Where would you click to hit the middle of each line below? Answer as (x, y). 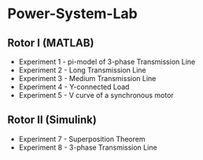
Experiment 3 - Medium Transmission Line (87, 78)
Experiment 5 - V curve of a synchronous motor (96, 95)
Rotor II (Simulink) (52, 120)
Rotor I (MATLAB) (51, 43)
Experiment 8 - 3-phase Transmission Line (88, 147)
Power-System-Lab (73, 14)
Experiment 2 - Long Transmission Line (82, 70)
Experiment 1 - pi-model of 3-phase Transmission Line (107, 61)
